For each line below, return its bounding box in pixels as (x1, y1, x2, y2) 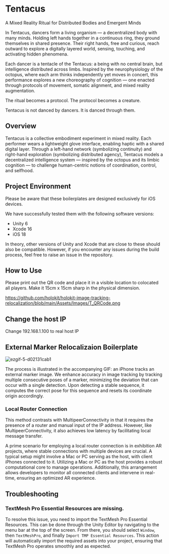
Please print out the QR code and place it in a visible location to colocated (5, 280, 159, 286)
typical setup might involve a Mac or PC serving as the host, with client (5, 454, 153, 460)
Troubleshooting (5, 489, 59, 498)
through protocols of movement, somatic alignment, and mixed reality (5, 82, 150, 88)
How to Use (5, 266, 42, 275)
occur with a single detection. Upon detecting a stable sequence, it (5, 382, 145, 388)
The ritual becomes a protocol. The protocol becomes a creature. (5, 97, 141, 104)
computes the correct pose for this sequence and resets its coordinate (5, 387, 152, 393)
